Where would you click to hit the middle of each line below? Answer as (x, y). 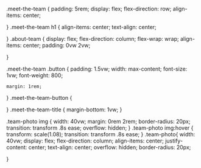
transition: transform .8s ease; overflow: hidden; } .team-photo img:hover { (100, 128)
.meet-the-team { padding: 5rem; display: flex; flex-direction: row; (89, 9)
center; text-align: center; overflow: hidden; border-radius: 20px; (110, 147)
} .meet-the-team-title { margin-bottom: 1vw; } (64, 110)
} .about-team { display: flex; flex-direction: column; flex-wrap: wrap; (93, 39)
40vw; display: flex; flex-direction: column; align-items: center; (85, 141)
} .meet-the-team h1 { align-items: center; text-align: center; (81, 27)
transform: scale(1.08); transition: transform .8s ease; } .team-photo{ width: (101, 134)
